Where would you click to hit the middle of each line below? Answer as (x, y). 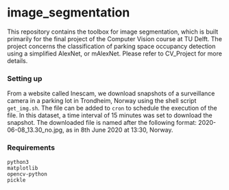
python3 (18, 162)
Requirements (31, 147)
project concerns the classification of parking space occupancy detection (111, 46)
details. (17, 60)
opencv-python (27, 174)
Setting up (25, 78)
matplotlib (23, 168)
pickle (16, 180)
